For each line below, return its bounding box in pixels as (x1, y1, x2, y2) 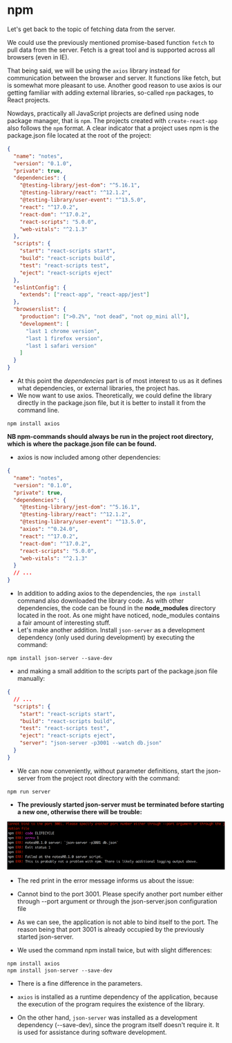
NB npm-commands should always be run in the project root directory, (7, 433, 214, 441)
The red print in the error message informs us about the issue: (17, 876, 195, 885)
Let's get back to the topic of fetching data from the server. (7, 25, 176, 33)
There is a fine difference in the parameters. (17, 979, 143, 987)
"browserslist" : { (13, 306, 67, 313)
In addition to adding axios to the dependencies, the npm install (17, 590, 202, 598)
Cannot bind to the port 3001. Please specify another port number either (17, 890, 223, 898)
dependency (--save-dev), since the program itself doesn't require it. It (17, 1020, 220, 1028)
